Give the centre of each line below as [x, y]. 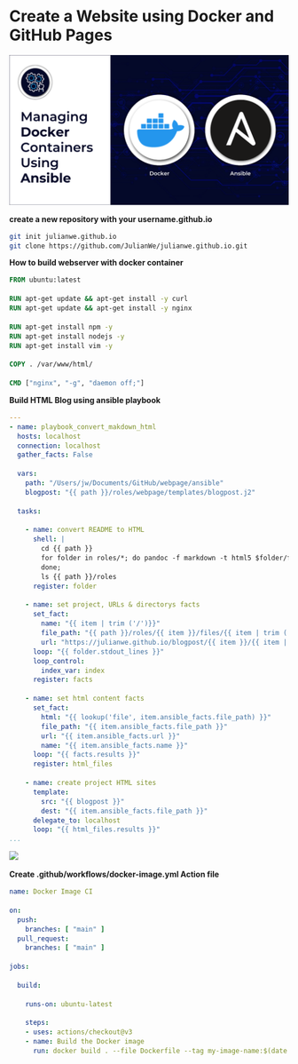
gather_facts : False [55, 455]
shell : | [49, 539]
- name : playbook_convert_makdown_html [83, 427]
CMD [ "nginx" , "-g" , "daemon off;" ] [77, 384]
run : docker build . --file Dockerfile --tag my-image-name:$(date [160, 1051]
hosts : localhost [49, 436]
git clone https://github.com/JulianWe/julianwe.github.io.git [129, 246]
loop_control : [59, 661]
